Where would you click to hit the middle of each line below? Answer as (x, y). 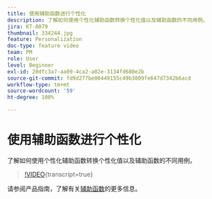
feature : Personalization (44, 40)
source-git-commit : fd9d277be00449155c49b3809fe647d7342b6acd (99, 78)
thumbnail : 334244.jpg (40, 33)
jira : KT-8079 (28, 26)
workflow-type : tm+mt (39, 85)
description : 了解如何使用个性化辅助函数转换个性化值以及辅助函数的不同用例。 (108, 20)
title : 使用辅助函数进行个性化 (47, 14)
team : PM (20, 53)
